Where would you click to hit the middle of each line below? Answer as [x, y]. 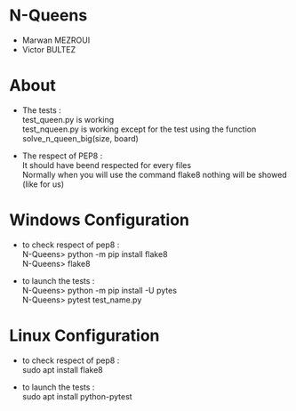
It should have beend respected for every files [107, 165]
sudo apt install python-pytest [77, 396]
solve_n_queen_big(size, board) [80, 138]
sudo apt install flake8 [63, 369]
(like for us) [43, 184]
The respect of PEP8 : [62, 156]
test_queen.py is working [68, 119]
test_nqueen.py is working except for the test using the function [139, 129]
